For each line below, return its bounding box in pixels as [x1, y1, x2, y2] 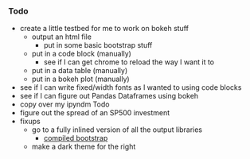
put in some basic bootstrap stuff [43, 41, 153, 50]
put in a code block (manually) [31, 49, 131, 59]
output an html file [31, 32, 92, 41]
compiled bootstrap [43, 134, 108, 143]
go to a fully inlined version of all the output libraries [31, 125, 203, 134]
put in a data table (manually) [31, 66, 128, 76]
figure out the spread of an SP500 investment [19, 108, 170, 118]
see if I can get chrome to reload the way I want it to [43, 57, 215, 67]
